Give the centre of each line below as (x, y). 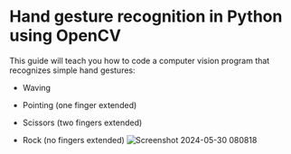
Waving (37, 87)
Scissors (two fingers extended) (82, 122)
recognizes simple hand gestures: (72, 70)
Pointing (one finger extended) (80, 104)
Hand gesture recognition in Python (146, 17)
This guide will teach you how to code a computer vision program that (140, 60)
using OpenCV (66, 36)
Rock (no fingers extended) (73, 140)
